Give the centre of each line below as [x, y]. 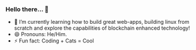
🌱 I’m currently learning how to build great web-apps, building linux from [102, 22]
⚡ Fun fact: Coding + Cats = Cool [54, 41]
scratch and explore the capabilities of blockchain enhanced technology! [102, 28]
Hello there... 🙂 [27, 9]
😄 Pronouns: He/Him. [40, 34]
